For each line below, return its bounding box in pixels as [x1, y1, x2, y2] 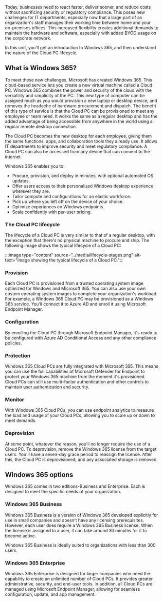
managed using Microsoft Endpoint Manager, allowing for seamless [5, 586, 140, 592]
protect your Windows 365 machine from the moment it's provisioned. [5, 374, 146, 380]
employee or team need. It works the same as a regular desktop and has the [5, 113, 158, 119]
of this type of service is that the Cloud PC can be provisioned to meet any [5, 108, 155, 114]
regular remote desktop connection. [5, 123, 77, 129]
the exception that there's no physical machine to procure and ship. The [5, 238, 149, 243]
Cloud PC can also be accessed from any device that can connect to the [5, 148, 150, 154]
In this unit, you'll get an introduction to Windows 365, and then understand [5, 45, 156, 50]
